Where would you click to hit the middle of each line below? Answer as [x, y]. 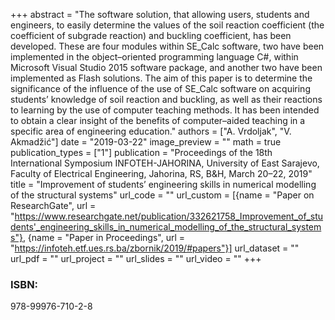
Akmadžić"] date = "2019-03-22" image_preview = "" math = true [146, 142]
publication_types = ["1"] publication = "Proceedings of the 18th [141, 152]
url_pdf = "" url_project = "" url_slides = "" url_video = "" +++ [136, 258]
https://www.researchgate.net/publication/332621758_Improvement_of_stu [169, 216]
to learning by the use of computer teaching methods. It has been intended [165, 110]
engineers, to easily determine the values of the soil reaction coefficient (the [167, 25]
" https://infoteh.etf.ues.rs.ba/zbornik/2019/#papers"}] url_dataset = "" [155, 248]
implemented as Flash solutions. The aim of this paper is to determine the [161, 78]
